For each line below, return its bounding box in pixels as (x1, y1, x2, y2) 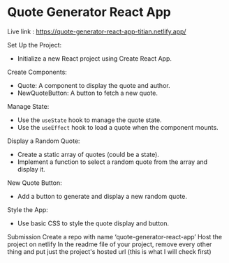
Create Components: (7, 68, 68, 76)
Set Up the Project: (7, 40, 62, 49)
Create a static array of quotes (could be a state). (17, 150, 159, 158)
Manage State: (7, 102, 50, 110)
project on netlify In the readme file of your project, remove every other (7, 240, 212, 248)
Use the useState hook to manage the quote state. (17, 116, 162, 124)
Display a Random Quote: (7, 137, 80, 145)
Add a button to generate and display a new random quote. (17, 192, 187, 200)
